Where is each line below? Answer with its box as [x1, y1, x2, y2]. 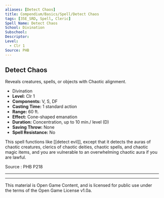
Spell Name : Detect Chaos [5, 20, 58, 26]
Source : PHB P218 [5, 164, 43, 170]
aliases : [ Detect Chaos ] [5, 7, 56, 12]
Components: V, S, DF [12, 98, 58, 105]
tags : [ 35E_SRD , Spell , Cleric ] [5, 16, 71, 21]
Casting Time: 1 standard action [12, 104, 77, 109]
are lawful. [5, 154, 26, 161]
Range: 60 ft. [12, 109, 39, 115]
